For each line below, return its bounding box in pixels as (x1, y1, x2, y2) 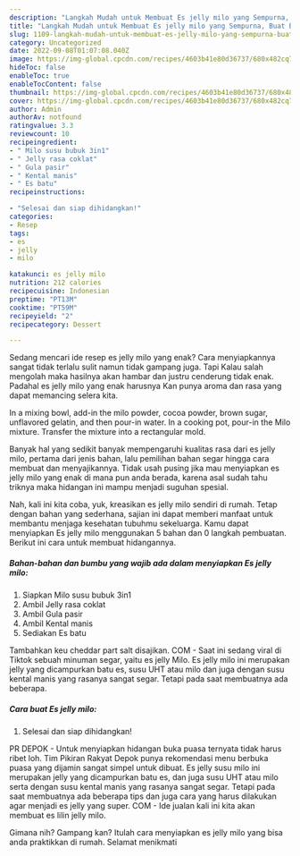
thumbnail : (9, 88, 50, 97)
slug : (9, 30, 29, 38)
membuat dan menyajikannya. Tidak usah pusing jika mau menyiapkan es (9, 462, 279, 474)
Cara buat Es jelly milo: (9, 703, 97, 714)
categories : (9, 212, 54, 221)
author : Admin (9, 105, 62, 114)
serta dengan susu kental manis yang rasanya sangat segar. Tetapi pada (9, 782, 276, 792)
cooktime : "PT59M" (9, 303, 78, 312)
